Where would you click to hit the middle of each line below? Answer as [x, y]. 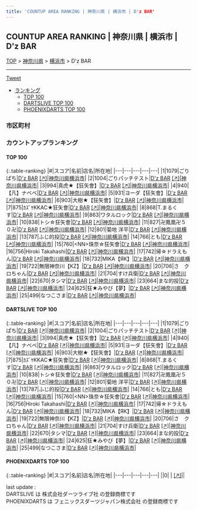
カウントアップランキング [42, 143]
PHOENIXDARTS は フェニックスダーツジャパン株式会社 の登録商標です [92, 501]
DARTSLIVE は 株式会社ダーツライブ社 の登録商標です [71, 494]
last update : [21, 487]
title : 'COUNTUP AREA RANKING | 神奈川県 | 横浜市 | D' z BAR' [81, 11]
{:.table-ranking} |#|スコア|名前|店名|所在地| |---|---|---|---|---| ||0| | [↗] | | [96, 475]
